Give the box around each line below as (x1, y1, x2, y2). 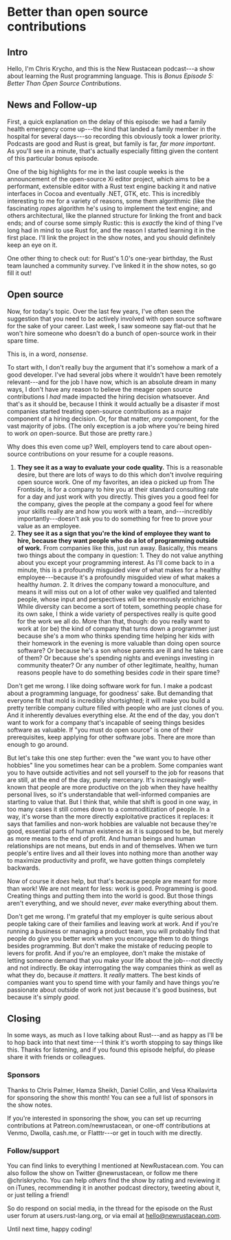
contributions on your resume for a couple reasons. (28, 450, 174, 458)
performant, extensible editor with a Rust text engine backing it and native (7, 182, 217, 190)
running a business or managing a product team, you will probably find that (7, 927, 220, 935)
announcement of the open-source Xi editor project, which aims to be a (7, 174, 210, 183)
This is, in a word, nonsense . (7, 350, 88, 358)
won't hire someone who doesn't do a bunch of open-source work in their (7, 329, 217, 337)
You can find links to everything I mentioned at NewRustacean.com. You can (7, 1161, 224, 1170)
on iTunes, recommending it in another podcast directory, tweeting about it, (7, 1183, 221, 1192)
